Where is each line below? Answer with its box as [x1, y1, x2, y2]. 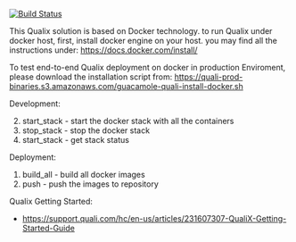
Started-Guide [21, 223, 76, 233]
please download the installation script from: [9, 71, 173, 82]
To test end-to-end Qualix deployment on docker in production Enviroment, [9, 63, 286, 72]
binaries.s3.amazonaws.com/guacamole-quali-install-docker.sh [9, 81, 243, 91]
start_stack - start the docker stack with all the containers [21, 116, 234, 126]
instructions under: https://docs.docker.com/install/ [9, 45, 198, 55]
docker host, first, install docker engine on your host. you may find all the [9, 36, 278, 46]
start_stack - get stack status [21, 135, 129, 145]
